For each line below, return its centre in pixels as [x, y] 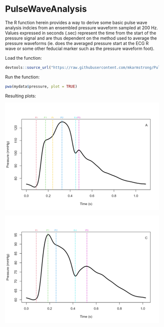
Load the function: [24, 58]
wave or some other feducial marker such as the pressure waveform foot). [80, 48]
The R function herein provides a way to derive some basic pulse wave [76, 22]
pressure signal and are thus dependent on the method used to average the [81, 38]
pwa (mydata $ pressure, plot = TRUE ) [41, 87]
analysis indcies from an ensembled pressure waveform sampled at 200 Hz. [82, 27]
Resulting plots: [21, 96]
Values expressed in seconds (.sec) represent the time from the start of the [81, 33]
